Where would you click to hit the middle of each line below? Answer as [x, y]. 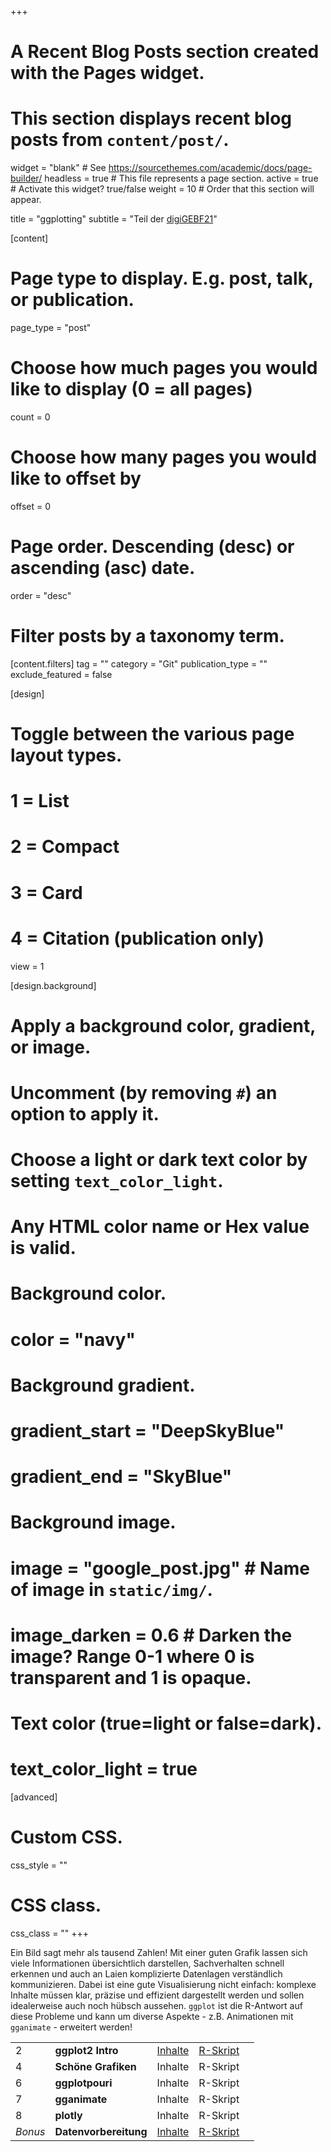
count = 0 [30, 417]
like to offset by [76, 478]
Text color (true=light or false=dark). [166, 1723]
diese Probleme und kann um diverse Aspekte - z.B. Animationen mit [152, 2016]
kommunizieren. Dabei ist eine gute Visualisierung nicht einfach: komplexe [163, 1984]
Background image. [93, 1522]
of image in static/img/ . [111, 1589]
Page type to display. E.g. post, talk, [162, 278]
